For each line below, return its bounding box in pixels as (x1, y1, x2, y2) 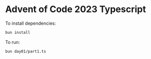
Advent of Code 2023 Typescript (5, 4, 146, 15)
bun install (5, 30, 30, 35)
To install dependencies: (5, 20, 57, 26)
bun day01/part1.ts (5, 49, 46, 54)
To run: (5, 39, 20, 45)
